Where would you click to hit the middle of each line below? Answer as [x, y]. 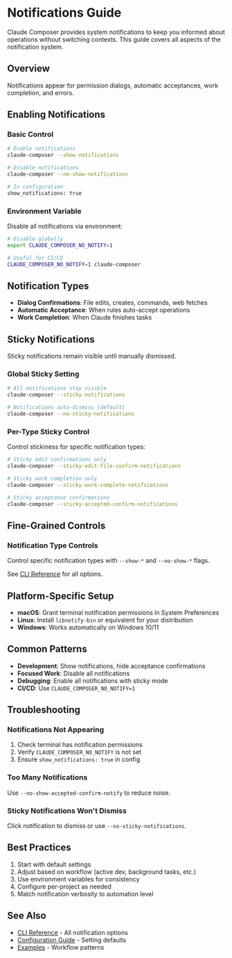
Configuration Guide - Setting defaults [72, 940]
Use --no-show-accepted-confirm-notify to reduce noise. [89, 793]
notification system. [35, 47]
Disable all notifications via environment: [65, 226]
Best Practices [39, 848]
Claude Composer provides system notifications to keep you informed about [116, 32]
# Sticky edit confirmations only [57, 460]
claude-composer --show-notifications [63, 155]
